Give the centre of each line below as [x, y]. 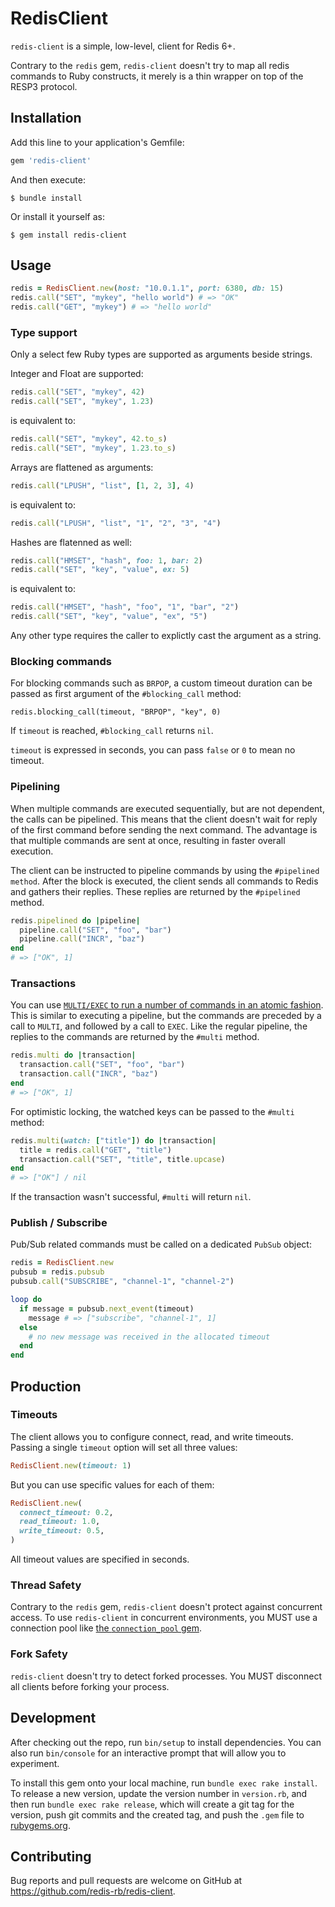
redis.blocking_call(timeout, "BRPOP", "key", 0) [116, 712]
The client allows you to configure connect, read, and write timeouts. [152, 1436]
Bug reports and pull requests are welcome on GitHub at [126, 1881]
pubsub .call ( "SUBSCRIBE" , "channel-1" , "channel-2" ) [122, 1282]
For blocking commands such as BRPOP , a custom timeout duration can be [161, 683]
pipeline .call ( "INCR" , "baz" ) [82, 939]
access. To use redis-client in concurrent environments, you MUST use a [164, 1618]
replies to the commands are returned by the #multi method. [135, 1037]
